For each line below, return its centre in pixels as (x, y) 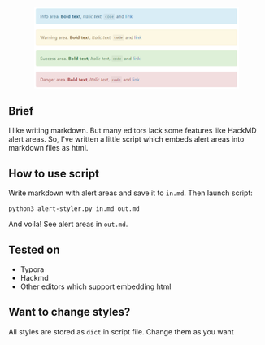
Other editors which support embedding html (96, 286)
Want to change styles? (70, 312)
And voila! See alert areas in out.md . (68, 224)
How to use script (54, 173)
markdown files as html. (48, 148)
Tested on (34, 249)
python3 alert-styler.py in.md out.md (74, 209)
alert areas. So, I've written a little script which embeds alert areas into (126, 139)
